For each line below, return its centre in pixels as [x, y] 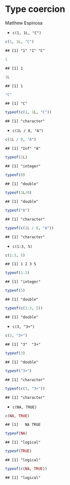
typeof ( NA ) [16, 433]
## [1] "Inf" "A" [23, 149]
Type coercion [35, 9]
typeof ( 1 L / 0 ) [18, 192]
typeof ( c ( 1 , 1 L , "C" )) [28, 112]
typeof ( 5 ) [15, 291]
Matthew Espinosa [24, 23]
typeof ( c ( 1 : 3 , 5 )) [24, 308]
